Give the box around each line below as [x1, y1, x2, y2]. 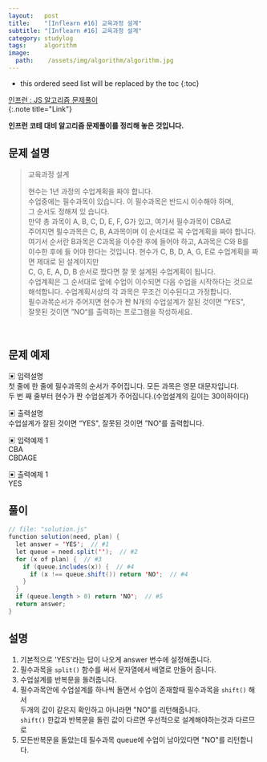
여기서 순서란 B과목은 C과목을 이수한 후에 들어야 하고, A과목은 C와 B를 [27, 236, 249, 246]
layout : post [8, 11, 59, 20]
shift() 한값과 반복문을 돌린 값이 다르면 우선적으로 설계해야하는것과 [19, 715, 234, 724]
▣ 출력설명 [8, 408, 44, 418]
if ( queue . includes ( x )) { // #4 [22, 563, 135, 571]
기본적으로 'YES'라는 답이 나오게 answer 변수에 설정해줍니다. [19, 654, 212, 664]
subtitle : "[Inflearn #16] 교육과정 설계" [8, 26, 143, 35]
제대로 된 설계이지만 [36, 256, 99, 266]
